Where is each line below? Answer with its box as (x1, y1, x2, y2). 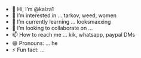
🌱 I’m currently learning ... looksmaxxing (11, 18, 111, 25)
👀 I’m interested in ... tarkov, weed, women (11, 12, 117, 19)
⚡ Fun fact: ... (11, 46, 45, 53)
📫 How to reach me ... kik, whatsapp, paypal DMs (11, 31, 136, 38)
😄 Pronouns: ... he (11, 40, 58, 47)
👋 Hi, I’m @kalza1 (11, 6, 54, 12)
